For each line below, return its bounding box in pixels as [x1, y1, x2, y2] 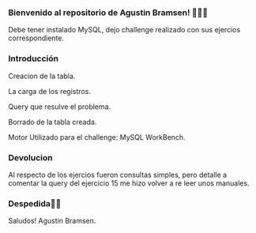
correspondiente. [8, 33, 65, 43]
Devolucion [8, 152, 53, 163]
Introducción [8, 53, 59, 64]
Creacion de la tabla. [8, 71, 76, 81]
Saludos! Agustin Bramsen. [8, 216, 96, 226]
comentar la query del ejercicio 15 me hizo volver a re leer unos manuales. [8, 178, 250, 188]
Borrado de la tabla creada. [8, 117, 97, 126]
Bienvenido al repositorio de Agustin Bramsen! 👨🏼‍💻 [8, 7, 209, 18]
